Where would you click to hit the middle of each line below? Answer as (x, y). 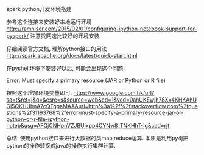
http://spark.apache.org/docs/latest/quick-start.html (72, 56)
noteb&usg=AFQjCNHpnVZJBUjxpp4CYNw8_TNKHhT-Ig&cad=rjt (88, 126)
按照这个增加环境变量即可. (39, 93)
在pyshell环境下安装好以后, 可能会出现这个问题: (65, 68)
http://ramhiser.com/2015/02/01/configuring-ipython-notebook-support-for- (102, 29)
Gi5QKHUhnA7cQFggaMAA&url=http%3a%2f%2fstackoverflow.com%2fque (102, 106)
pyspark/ (18, 36)
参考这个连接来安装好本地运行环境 (49, 22)
